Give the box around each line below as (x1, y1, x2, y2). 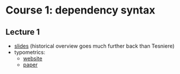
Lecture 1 (5, 27, 40, 37)
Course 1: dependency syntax (5, 4, 155, 17)
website (22, 55, 43, 62)
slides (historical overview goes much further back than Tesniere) (14, 42, 175, 49)
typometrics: (14, 49, 46, 56)
